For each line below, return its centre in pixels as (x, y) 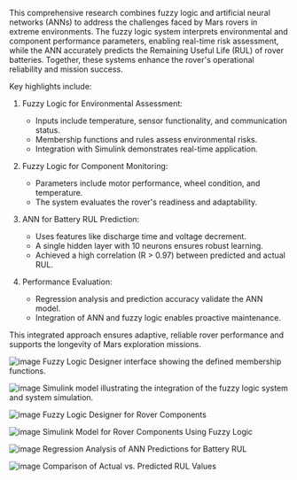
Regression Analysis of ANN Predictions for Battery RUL (145, 449)
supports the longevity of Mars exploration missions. (105, 344)
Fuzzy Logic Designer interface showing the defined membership (162, 361)
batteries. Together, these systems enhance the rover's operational (132, 60)
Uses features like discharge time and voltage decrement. (141, 236)
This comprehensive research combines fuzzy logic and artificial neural (140, 13)
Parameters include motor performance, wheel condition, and (148, 183)
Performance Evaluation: (67, 282)
